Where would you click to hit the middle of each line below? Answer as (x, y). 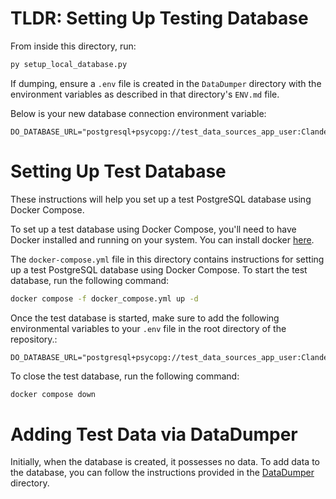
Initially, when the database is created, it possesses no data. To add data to (165, 462)
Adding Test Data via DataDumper (154, 434)
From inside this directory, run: (73, 46)
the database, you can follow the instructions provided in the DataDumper (162, 473)
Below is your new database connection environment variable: (138, 113)
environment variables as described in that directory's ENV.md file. (145, 94)
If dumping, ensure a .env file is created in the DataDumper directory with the (166, 83)
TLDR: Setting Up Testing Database (159, 18)
